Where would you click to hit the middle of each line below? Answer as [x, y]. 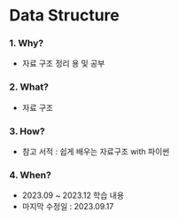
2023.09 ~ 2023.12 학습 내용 [73, 195]
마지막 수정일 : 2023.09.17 [68, 207]
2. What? [29, 87]
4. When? [30, 175]
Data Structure [64, 16]
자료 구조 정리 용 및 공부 [63, 64]
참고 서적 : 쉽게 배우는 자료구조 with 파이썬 [96, 152]
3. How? [27, 131]
